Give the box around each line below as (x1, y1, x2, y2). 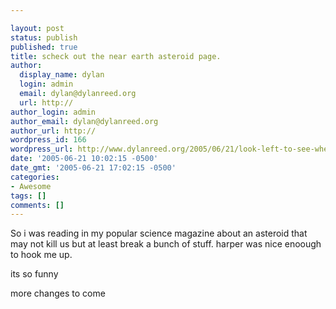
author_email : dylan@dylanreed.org (10, 116, 159, 126)
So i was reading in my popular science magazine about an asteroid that (10, 227, 308, 240)
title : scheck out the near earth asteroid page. (10, 51, 222, 61)
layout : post (10, 23, 65, 33)
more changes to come (10, 287, 106, 300)
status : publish (10, 32, 78, 43)
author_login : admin (10, 107, 97, 117)
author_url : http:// (10, 126, 97, 136)
